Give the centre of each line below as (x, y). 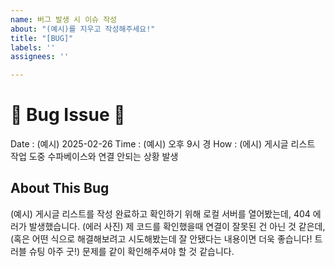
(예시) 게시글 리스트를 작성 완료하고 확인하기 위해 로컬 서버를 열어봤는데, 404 (160, 213)
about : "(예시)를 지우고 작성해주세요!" (83, 29)
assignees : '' (40, 57)
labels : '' (33, 47)
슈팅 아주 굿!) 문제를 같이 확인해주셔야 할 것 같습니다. (131, 251)
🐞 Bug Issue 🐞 (68, 115)
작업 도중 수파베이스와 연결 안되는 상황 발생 (94, 157)
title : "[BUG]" (42, 38)
